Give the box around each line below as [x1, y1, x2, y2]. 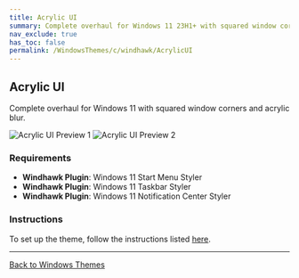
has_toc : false [9, 37, 66, 47]
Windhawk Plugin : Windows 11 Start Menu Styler [21, 172, 203, 183]
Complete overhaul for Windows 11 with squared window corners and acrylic [9, 102, 290, 113]
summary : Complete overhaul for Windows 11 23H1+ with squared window [9, 21, 277, 30]
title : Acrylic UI [9, 12, 77, 22]
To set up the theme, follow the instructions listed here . [9, 233, 212, 244]
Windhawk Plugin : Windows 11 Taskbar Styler [21, 182, 191, 192]
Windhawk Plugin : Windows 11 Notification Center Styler [21, 191, 231, 201]
